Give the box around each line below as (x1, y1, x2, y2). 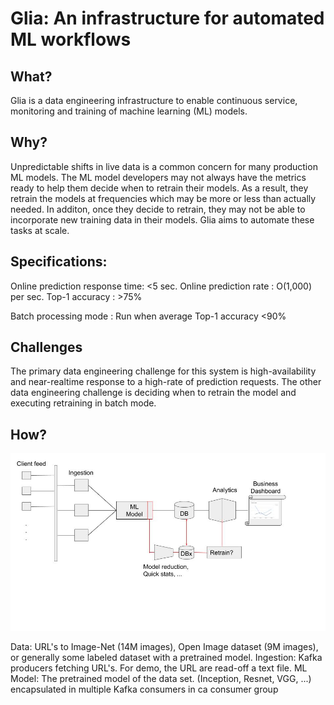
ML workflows (10, 28, 132, 51)
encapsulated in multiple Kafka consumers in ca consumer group (10, 683, 279, 695)
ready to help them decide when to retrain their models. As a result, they (10, 182, 309, 194)
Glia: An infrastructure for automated (10, 7, 325, 30)
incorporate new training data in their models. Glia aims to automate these (10, 213, 315, 226)
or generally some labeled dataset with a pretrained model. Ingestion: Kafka (10, 651, 323, 663)
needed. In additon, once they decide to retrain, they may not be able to (10, 203, 306, 215)
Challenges (10, 339, 83, 356)
